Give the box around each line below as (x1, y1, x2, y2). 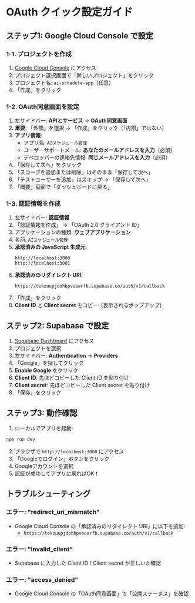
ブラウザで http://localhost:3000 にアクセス (14, 447, 125, 454)
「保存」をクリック (14, 389, 62, 396)
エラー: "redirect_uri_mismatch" (6, 508, 100, 516)
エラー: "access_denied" (6, 575, 78, 584)
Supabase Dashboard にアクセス (14, 337, 95, 345)
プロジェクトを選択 (14, 345, 62, 352)
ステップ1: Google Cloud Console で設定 (6, 31, 154, 41)
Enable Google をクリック (14, 367, 79, 374)
